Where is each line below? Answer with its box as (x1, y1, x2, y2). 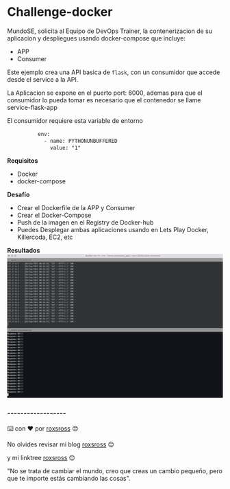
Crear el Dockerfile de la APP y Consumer (16, 203, 136, 212)
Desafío (7, 190, 30, 198)
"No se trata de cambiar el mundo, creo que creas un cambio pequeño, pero (7, 467, 222, 475)
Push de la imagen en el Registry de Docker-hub (16, 218, 154, 227)
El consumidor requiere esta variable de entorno (7, 116, 144, 124)
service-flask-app (7, 103, 58, 111)
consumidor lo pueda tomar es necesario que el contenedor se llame (7, 95, 201, 104)
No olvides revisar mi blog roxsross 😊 (7, 440, 115, 448)
